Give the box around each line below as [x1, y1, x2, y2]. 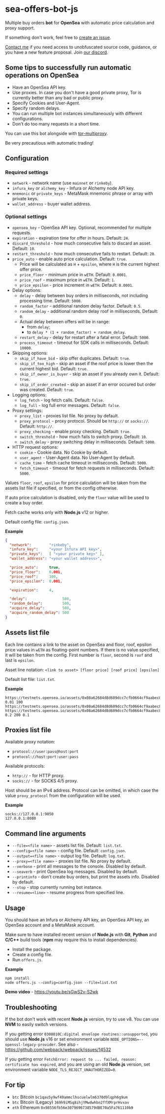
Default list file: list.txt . [5, 676, 55, 682]
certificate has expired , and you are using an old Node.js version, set [5, 1061, 150, 1067]
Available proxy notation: [5, 739, 55, 745]
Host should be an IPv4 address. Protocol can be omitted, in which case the [5, 787, 159, 793]
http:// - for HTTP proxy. [12, 773, 65, 778]
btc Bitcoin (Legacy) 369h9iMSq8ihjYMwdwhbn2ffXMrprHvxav [12, 1099, 129, 1105]
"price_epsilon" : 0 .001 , [9, 579, 63, 584]
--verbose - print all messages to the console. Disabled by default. [12, 864, 146, 869]
